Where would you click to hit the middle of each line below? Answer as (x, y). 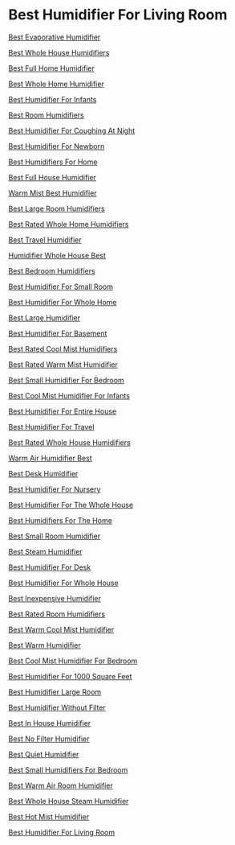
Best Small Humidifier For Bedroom (66, 380)
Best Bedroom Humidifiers (52, 270)
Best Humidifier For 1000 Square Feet (70, 676)
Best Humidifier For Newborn (57, 146)
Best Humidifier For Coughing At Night (72, 130)
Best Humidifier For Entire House (63, 411)
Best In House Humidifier (50, 723)
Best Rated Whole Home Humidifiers (69, 224)
